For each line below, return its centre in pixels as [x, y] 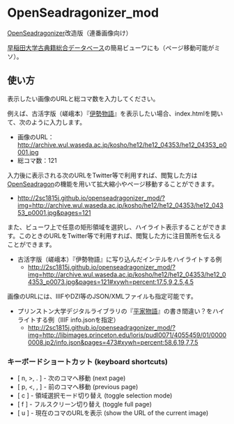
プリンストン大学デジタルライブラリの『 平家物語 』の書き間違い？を [115, 311]
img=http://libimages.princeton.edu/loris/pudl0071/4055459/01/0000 [127, 335]
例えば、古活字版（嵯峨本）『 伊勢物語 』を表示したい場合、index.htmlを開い [115, 113]
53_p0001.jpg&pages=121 [54, 212]
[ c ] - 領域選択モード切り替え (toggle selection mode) [95, 395]
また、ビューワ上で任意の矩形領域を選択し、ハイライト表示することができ [114, 227]
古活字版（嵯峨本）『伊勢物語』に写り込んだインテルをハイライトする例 [119, 259]
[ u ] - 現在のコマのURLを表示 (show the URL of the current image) [113, 413]
